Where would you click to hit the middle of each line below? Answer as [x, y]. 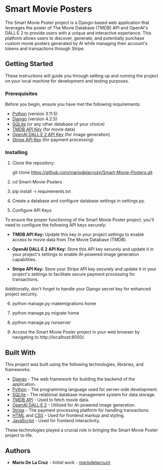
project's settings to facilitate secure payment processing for [74, 274]
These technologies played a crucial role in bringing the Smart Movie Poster [81, 430]
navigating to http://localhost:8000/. [48, 337]
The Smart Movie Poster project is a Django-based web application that [77, 22]
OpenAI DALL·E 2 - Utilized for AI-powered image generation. [74, 405]
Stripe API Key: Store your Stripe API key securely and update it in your [84, 269]
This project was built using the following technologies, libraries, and [74, 364]
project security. [22, 294]
